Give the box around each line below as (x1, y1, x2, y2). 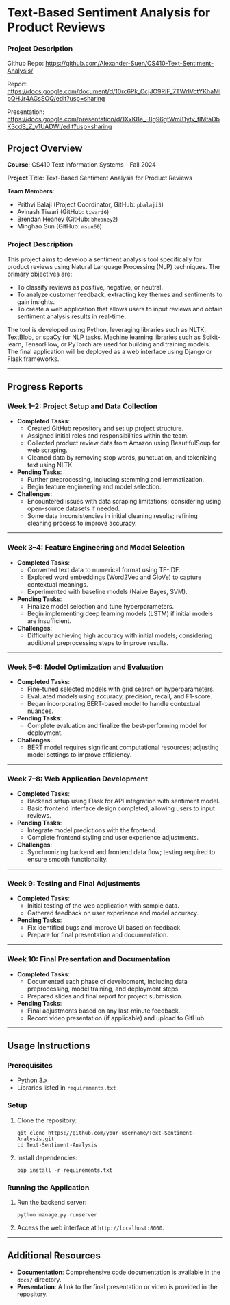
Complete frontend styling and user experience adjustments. (27, 834, 199, 842)
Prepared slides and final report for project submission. (27, 991, 183, 1000)
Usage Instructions (7, 1040, 90, 1052)
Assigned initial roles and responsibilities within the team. (27, 432, 190, 440)
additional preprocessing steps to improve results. (27, 638, 169, 646)
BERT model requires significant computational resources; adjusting (27, 743, 219, 751)
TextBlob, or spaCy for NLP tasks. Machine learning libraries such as (7, 333, 201, 341)
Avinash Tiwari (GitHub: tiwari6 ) (16, 208, 110, 216)
